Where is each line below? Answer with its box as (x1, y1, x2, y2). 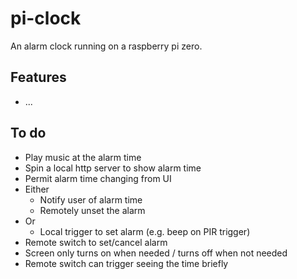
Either (24, 183, 50, 195)
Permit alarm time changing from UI (24, 172, 172, 184)
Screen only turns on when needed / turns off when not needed (24, 247, 288, 259)
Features (10, 69, 67, 86)
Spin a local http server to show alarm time (24, 162, 202, 174)
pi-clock (10, 7, 82, 30)
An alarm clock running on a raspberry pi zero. (10, 40, 203, 52)
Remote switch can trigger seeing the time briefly (24, 257, 229, 269)
